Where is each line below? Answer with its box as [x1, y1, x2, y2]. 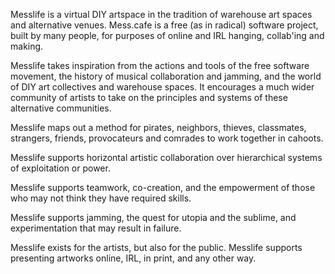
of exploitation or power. [10, 162, 111, 174]
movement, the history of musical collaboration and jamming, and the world [10, 70, 322, 82]
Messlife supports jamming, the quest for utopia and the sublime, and [10, 212, 297, 223]
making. [10, 40, 44, 52]
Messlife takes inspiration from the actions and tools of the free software [10, 60, 310, 71]
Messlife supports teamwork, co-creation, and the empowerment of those [10, 182, 316, 193]
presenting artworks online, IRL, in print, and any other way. [10, 252, 257, 264]
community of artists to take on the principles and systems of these [10, 92, 288, 103]
